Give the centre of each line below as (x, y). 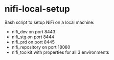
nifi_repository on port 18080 (41, 47)
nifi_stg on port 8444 (33, 37)
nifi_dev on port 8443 (34, 31)
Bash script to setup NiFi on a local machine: (49, 22)
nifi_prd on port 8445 (33, 42)
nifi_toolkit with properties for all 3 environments (60, 52)
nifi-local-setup (37, 9)
